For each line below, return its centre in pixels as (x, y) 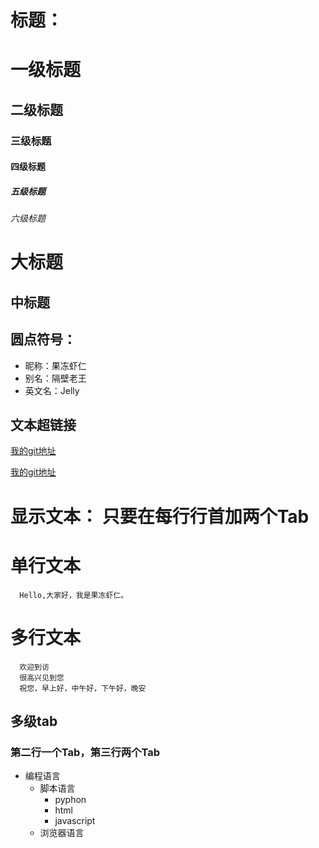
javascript (75, 821)
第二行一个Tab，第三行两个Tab (85, 752)
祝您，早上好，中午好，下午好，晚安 (83, 688)
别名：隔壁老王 (55, 378)
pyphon (70, 800)
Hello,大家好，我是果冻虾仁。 (74, 595)
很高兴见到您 (42, 677)
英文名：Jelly (52, 390)
